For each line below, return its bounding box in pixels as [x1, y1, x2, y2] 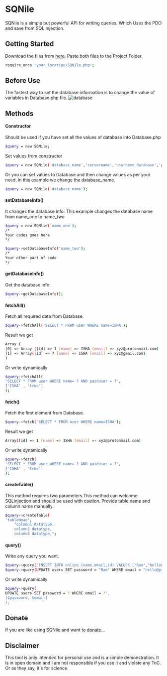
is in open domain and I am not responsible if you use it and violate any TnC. [5, 660, 162, 666]
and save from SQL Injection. [5, 25, 65, 31]
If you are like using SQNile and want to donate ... [5, 627, 105, 633]
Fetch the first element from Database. [5, 410, 84, 416]
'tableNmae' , [5, 517, 32, 523]
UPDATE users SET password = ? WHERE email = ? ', [5, 590, 110, 596]
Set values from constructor [5, 153, 63, 159]
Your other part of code [5, 256, 57, 261]
